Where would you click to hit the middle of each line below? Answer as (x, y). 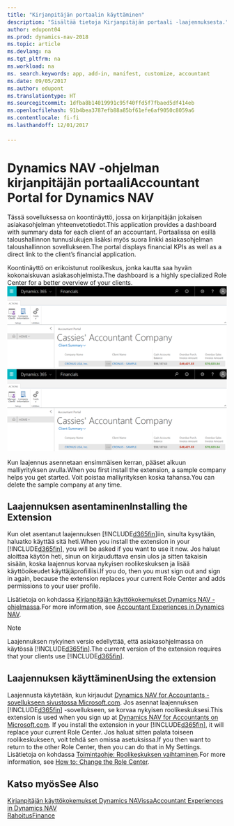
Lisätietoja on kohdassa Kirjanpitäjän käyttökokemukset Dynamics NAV (109, 600)
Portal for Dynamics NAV (81, 197)
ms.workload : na (31, 66)
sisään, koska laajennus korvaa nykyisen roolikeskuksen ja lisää (99, 564)
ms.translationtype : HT (42, 96)
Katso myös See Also (53, 784)
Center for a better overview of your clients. (70, 282)
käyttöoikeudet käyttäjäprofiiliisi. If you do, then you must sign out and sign (114, 571)
